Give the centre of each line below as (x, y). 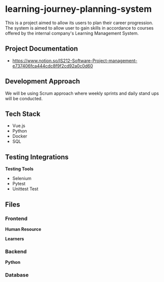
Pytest (19, 184)
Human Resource (23, 229)
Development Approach (43, 82)
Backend (16, 251)
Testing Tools (19, 169)
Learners (15, 239)
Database (17, 275)
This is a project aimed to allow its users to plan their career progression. (79, 23)
